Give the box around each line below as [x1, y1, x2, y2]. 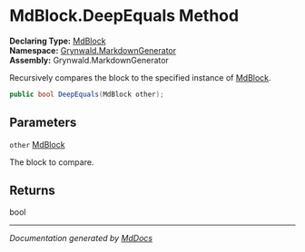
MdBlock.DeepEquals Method [9, 5, 239, 26]
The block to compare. [9, 156, 94, 168]
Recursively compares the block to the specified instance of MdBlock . [9, 72, 271, 82]
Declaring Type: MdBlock [9, 35, 106, 46]
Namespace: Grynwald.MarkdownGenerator [9, 44, 177, 55]
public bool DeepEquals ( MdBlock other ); [9, 90, 165, 99]
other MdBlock [9, 139, 65, 150]
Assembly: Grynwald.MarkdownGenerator [9, 54, 170, 65]
